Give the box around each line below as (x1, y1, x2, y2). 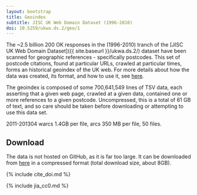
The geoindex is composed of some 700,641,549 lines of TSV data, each (6, 84, 182, 91)
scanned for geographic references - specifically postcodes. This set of (6, 54, 181, 61)
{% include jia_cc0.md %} (6, 182, 69, 189)
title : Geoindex (6, 14, 46, 20)
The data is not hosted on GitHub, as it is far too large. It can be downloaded (6, 153, 191, 160)
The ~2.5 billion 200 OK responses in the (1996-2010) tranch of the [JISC (6, 41, 183, 48)
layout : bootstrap (6, 8, 51, 15)
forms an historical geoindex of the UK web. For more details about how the (6, 66, 190, 74)
